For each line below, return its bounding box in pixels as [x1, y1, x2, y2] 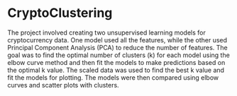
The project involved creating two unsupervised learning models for [7, 28, 206, 37]
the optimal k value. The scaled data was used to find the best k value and [7, 66, 225, 74]
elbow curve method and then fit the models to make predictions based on [7, 58, 226, 66]
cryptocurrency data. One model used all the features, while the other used [7, 35, 228, 44]
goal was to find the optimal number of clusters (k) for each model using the [7, 51, 231, 59]
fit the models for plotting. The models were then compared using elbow [7, 73, 219, 82]
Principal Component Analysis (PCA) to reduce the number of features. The [7, 43, 228, 52]
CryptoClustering [7, 5, 113, 21]
